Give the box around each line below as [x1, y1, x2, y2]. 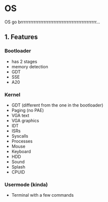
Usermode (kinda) [4, 181, 48, 188]
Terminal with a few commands [11, 192, 74, 198]
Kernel [4, 91, 21, 98]
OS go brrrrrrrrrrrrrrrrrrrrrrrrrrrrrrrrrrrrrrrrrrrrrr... [4, 19, 100, 25]
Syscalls [11, 133, 28, 139]
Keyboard [11, 148, 31, 154]
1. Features [4, 33, 38, 41]
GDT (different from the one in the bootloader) [11, 102, 104, 108]
